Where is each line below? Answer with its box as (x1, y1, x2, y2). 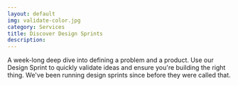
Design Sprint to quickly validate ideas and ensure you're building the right (7, 63, 226, 72)
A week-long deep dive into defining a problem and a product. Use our (7, 56, 215, 64)
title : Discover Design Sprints (7, 30, 103, 37)
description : (7, 37, 46, 44)
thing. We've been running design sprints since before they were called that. (7, 71, 231, 80)
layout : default (7, 10, 55, 18)
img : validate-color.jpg (7, 17, 81, 24)
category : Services (7, 23, 65, 30)
